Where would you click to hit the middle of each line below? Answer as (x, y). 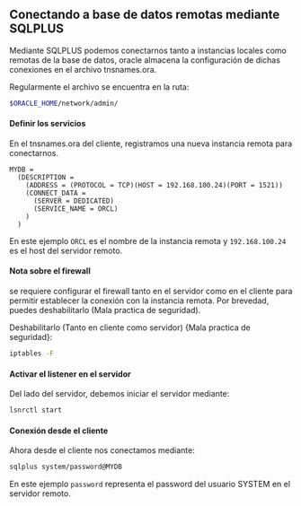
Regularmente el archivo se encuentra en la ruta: (99, 87)
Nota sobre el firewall (50, 271)
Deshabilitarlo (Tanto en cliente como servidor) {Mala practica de (130, 327)
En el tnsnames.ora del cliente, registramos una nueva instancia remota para (151, 144)
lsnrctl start (36, 410)
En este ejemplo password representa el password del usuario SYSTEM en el (150, 484)
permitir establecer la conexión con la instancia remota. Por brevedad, (139, 301)
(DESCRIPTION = (46, 177)
